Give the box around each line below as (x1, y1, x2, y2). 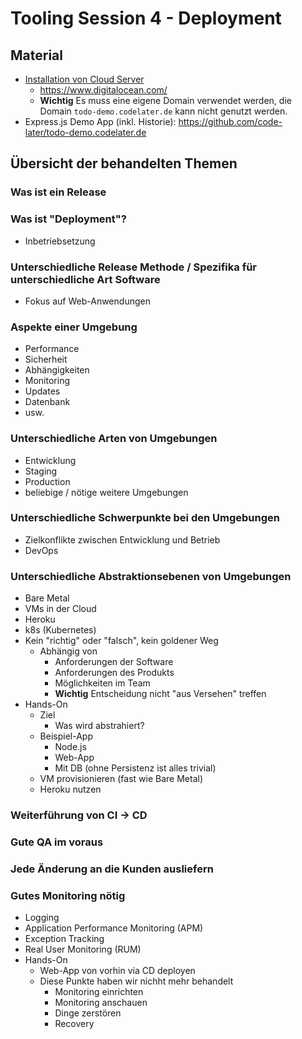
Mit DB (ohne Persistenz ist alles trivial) (54, 762, 217, 774)
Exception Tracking (24, 933, 105, 945)
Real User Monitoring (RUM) (24, 943, 142, 956)
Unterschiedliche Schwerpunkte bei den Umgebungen (10, 511, 280, 525)
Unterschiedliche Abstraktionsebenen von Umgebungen (10, 569, 292, 583)
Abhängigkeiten (24, 364, 90, 376)
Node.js (54, 741, 87, 753)
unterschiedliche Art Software (10, 272, 161, 286)
